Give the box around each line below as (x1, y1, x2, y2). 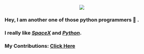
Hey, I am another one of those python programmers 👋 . (4, 16, 139, 23)
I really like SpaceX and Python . (4, 29, 82, 36)
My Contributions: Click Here (4, 42, 75, 49)
